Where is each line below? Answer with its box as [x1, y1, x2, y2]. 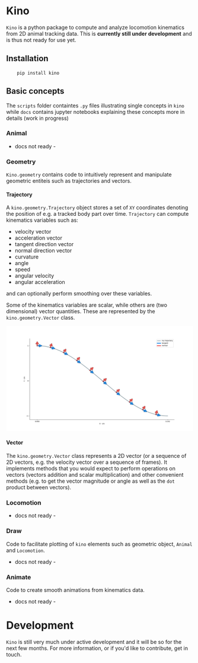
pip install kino [17, 70, 60, 76]
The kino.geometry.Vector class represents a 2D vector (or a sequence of [6, 452, 187, 460]
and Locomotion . [6, 547, 46, 554]
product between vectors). [6, 484, 72, 491]
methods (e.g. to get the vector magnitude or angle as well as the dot [6, 477, 175, 485]
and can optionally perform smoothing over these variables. [6, 290, 152, 297]
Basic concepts [6, 86, 65, 96]
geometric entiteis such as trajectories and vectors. [6, 177, 132, 184]
